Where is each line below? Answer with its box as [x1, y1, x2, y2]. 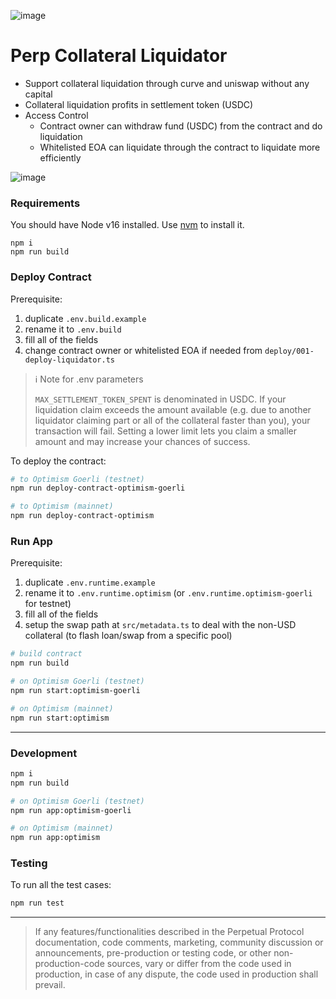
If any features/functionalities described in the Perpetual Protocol [34, 926, 305, 938]
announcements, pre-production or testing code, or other [34, 947, 272, 959]
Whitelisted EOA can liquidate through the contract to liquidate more [39, 141, 321, 153]
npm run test [10, 898, 65, 909]
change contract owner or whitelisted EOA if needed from [24, 344, 263, 356]
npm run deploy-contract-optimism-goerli [10, 483, 186, 494]
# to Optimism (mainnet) [10, 501, 114, 512]
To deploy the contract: [10, 455, 107, 467]
